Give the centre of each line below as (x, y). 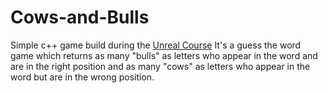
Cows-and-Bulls (80, 17)
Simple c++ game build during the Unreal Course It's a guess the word (156, 45)
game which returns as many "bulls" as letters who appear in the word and (164, 55)
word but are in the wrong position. (82, 77)
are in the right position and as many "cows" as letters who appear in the (160, 66)
